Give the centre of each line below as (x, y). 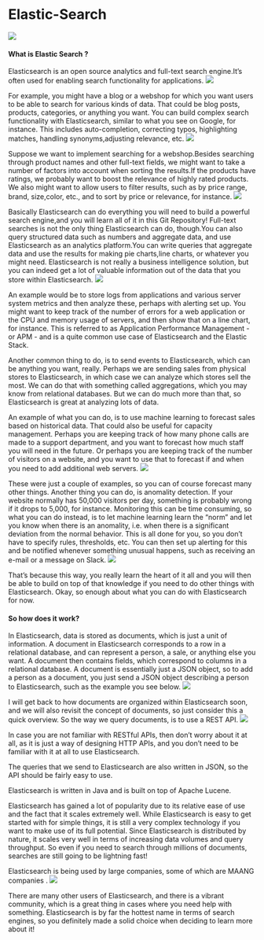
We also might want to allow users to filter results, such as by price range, (128, 187)
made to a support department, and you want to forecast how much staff (126, 443)
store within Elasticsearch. (51, 280)
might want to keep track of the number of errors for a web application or (126, 311)
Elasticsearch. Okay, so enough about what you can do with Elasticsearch (128, 592)
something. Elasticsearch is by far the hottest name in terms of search (121, 912)
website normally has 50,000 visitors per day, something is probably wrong (130, 500)
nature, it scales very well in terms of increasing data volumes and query (126, 839)
